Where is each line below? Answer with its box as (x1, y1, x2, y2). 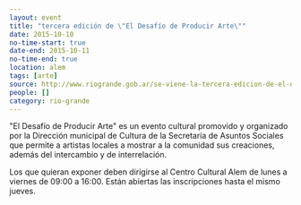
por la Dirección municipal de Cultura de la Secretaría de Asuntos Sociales (9, 131, 284, 141)
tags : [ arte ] (9, 72, 58, 81)
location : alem (9, 64, 66, 73)
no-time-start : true (9, 38, 87, 47)
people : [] (9, 88, 50, 97)
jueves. (9, 185, 36, 197)
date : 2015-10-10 (9, 30, 74, 38)
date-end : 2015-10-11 (9, 47, 90, 56)
